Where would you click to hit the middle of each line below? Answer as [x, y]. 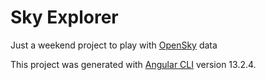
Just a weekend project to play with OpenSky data [114, 45]
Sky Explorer [64, 17]
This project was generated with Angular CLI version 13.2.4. [133, 64]
